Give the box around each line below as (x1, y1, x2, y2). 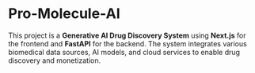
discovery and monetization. (8, 56, 101, 65)
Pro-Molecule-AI (8, 5, 120, 23)
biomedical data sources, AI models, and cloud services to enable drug (8, 47, 240, 57)
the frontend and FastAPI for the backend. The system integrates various (8, 38, 247, 48)
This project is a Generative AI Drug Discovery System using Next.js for (8, 31, 246, 40)
